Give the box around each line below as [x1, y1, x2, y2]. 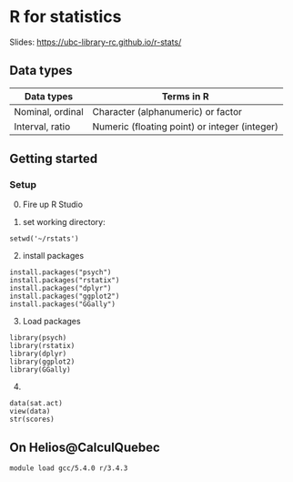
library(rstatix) [9, 342, 76, 351]
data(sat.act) [9, 399, 64, 408]
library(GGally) [9, 365, 71, 374]
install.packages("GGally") [9, 300, 116, 309]
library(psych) [9, 333, 67, 343]
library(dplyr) [9, 349, 67, 359]
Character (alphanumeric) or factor [92, 105, 243, 118]
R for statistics [9, 6, 122, 27]
